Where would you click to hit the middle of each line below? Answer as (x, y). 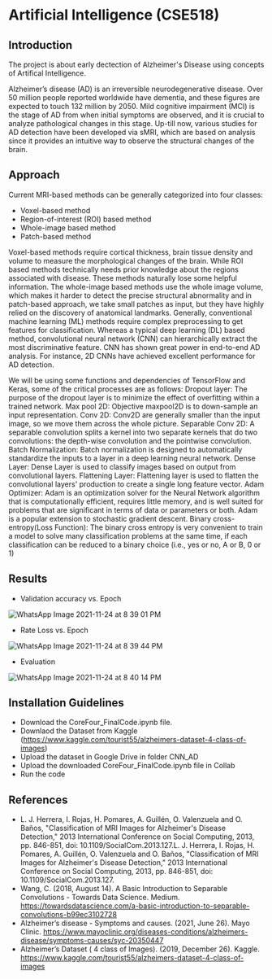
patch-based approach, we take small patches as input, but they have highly (136, 304)
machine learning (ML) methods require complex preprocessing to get (126, 321)
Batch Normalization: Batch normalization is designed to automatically (125, 449)
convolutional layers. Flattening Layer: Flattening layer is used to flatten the (134, 475)
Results (28, 579)
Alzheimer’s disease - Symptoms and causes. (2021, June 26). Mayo (135, 923)
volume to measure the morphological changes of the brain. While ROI (126, 260)
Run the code (43, 774)
